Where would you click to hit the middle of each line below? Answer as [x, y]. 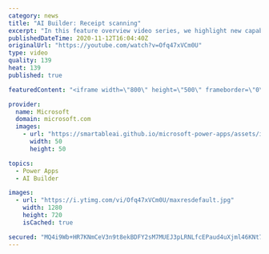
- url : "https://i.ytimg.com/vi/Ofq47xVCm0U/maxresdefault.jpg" [125, 200]
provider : [25, 104]
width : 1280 [42, 208]
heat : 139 [25, 68]
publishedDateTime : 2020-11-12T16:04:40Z [78, 38]
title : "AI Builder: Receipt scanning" [75, 23]
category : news [34, 16]
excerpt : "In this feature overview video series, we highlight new [125, 30]
